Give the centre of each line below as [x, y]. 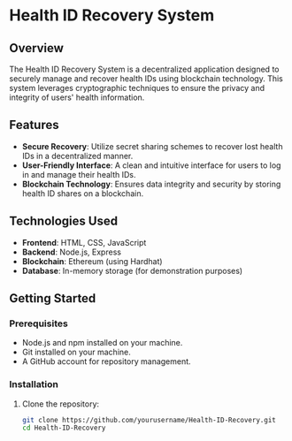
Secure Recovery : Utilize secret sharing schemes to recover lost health [152, 146]
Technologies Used [63, 221]
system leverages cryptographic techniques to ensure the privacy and [137, 88]
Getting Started [53, 298]
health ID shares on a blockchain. [83, 193]
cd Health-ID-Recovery [64, 428]
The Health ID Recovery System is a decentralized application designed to [144, 69]
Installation [34, 384]
